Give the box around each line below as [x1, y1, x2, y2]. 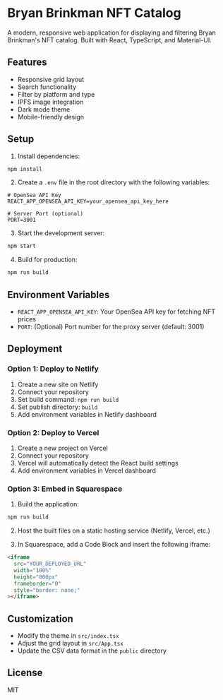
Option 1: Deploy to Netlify [7, 364, 99, 374]
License [7, 667, 43, 679]
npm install [7, 165, 42, 172]
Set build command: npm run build [17, 395, 119, 403]
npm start [7, 242, 37, 250]
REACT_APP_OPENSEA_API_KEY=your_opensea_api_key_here [7, 198, 169, 206]
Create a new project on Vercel [17, 444, 108, 452]
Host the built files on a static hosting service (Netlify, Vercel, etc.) [17, 526, 210, 535]
